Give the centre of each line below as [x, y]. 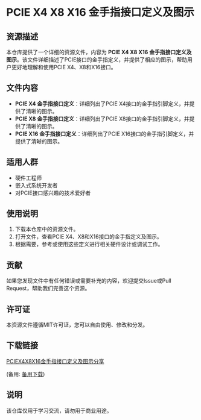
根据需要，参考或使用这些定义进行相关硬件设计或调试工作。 [89, 244]
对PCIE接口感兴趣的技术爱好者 [53, 193]
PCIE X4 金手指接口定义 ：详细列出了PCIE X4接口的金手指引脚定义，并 [102, 104]
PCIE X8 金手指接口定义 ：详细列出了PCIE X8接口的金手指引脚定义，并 [102, 119]
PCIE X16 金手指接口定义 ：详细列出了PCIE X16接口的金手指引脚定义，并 [104, 134]
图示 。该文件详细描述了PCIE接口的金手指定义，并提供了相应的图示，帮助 [97, 60]
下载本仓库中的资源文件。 [47, 229]
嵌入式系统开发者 [36, 185]
